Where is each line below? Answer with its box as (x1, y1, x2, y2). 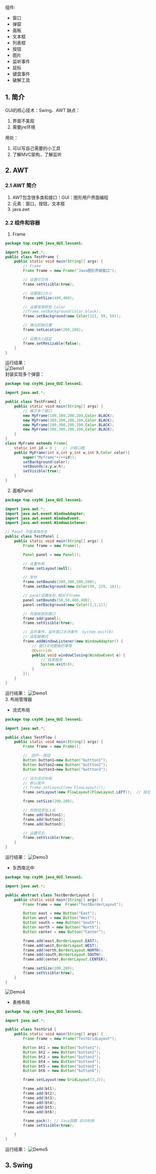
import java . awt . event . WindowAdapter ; (5, 511, 85, 516)
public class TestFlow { (5, 735, 57, 740)
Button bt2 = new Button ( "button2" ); (23, 1050, 101, 1055)
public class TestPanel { (5, 534, 59, 539)
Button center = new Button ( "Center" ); (23, 929, 106, 935)
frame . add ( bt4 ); (23, 1100, 57, 1105)
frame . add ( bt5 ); (23, 1105, 57, 1110)
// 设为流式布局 (23, 776, 52, 781)
